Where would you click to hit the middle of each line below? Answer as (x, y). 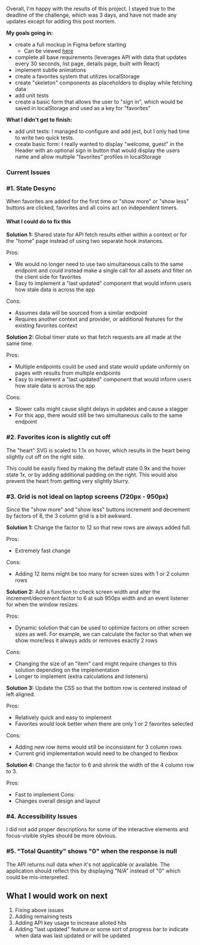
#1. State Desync (31, 188)
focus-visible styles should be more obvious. (62, 836)
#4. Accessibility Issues (42, 816)
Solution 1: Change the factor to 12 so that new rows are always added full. (99, 528)
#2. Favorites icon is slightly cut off (58, 437)
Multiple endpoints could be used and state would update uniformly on (102, 367)
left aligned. (21, 694)
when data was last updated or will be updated (72, 935)
